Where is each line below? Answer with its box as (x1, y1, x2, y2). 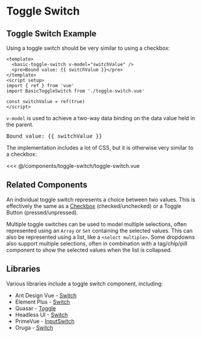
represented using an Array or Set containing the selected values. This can (6, 227, 193, 234)
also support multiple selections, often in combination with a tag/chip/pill (6, 239, 188, 247)
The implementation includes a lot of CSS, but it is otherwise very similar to (6, 144, 194, 151)
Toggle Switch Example (6, 28, 97, 39)
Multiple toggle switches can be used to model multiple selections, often (6, 220, 187, 228)
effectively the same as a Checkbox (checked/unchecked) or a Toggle (6, 202, 182, 210)
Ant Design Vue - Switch (15, 292, 77, 299)
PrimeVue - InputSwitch (15, 317, 74, 325)
